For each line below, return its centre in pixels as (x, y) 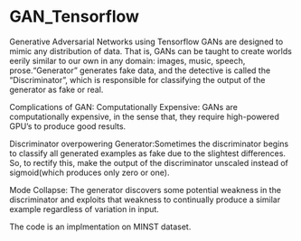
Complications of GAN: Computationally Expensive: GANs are (123, 107)
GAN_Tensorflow (75, 17)
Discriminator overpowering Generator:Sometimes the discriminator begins (149, 144)
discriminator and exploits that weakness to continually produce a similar (145, 199)
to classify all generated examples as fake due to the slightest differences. (148, 153)
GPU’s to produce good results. (68, 126)
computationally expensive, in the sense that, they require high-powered (145, 116)
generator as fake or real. (56, 89)
